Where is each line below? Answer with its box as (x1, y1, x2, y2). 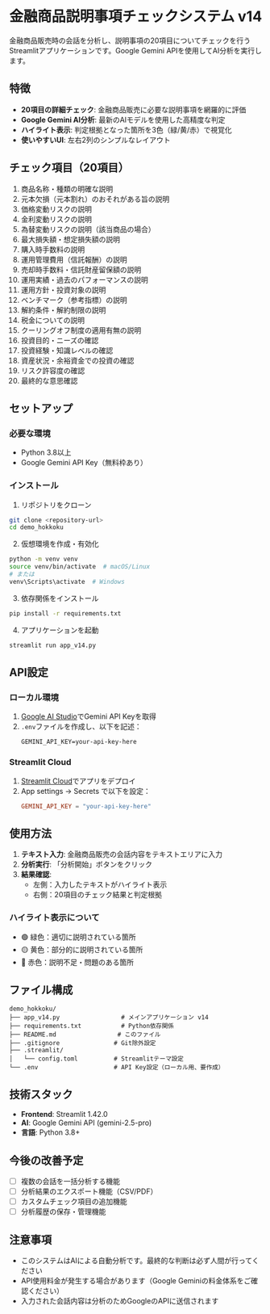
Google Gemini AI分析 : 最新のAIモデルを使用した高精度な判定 (20, 115, 226, 124)
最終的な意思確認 (20, 376, 78, 385)
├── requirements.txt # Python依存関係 (9, 1022, 174, 1031)
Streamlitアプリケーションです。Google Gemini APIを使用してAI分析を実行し (9, 45, 263, 55)
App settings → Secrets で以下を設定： (20, 786, 152, 796)
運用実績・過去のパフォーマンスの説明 (20, 275, 148, 284)
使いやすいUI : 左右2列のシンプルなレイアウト (20, 135, 172, 145)
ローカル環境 (9, 691, 60, 703)
